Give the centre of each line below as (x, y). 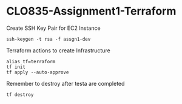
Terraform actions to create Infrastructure (58, 50)
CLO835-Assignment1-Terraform (91, 11)
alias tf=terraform (31, 61)
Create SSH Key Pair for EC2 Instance (54, 28)
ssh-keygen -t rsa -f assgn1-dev (49, 39)
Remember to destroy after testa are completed (66, 83)
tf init (16, 67)
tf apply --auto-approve (38, 72)
